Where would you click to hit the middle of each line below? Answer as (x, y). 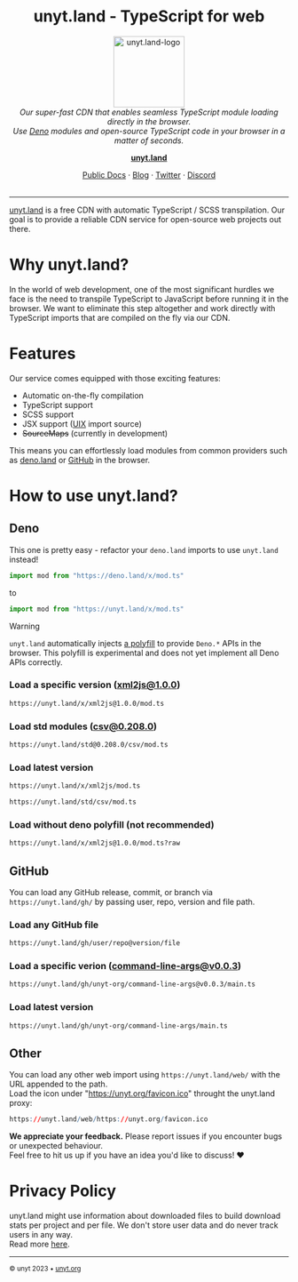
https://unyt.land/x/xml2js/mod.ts (75, 786)
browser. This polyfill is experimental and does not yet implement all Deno (144, 653)
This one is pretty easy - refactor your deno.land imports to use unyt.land (144, 549)
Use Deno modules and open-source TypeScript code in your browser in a (149, 131)
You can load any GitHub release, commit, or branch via (111, 892)
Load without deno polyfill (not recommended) (112, 824)
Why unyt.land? (69, 265)
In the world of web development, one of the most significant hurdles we (142, 289)
